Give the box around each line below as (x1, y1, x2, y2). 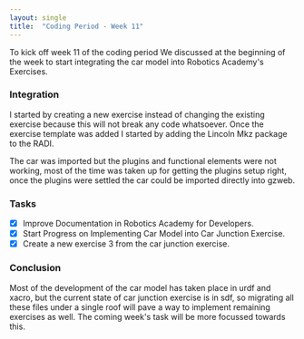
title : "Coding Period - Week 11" (9, 22, 144, 31)
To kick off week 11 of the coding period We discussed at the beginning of (9, 46, 286, 57)
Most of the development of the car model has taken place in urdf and (9, 282, 271, 293)
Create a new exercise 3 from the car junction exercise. (22, 238, 230, 249)
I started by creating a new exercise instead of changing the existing (9, 109, 265, 120)
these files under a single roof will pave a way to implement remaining (9, 301, 270, 313)
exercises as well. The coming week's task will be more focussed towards (9, 311, 286, 322)
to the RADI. (9, 138, 54, 149)
